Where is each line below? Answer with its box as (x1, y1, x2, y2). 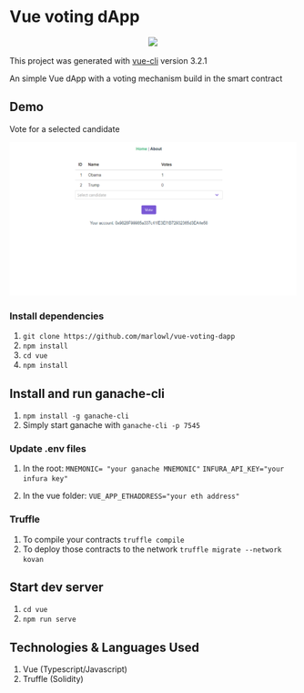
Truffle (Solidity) (22, 674, 84, 685)
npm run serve (22, 615, 76, 625)
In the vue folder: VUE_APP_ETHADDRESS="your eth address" (22, 490, 240, 502)
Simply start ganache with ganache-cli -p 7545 (22, 420, 200, 431)
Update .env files (9, 442, 86, 454)
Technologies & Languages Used (9, 639, 200, 655)
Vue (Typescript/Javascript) (22, 664, 127, 675)
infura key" (22, 474, 68, 484)
